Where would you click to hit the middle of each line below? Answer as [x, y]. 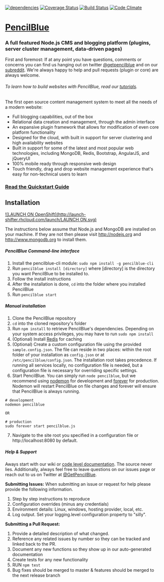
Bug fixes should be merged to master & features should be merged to [83, 570]
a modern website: [24, 107]
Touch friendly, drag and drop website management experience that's [82, 169]
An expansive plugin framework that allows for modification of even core [85, 127]
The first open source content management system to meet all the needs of [81, 102]
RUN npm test [26, 565]
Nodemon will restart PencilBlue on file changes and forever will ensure [84, 386]
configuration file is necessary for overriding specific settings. [75, 371]
